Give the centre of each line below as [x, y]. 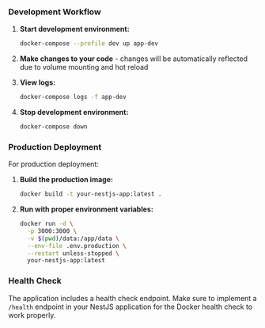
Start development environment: [74, 29]
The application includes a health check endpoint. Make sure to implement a [132, 298]
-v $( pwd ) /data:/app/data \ [74, 238]
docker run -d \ [46, 224]
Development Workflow [55, 12]
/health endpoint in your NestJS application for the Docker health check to [131, 307]
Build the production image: [66, 180]
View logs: [38, 82]
